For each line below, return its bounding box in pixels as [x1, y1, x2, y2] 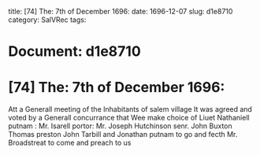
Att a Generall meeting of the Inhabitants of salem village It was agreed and [8, 105, 252, 114]
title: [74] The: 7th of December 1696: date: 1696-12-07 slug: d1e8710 [8, 7, 233, 16]
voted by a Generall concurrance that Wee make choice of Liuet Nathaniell [8, 113, 250, 123]
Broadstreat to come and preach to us [8, 138, 132, 148]
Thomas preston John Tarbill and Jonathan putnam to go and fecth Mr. [8, 130, 238, 139]
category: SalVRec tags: [8, 15, 87, 24]
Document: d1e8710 [8, 42, 142, 61]
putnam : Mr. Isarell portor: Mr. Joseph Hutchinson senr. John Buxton [8, 121, 232, 131]
